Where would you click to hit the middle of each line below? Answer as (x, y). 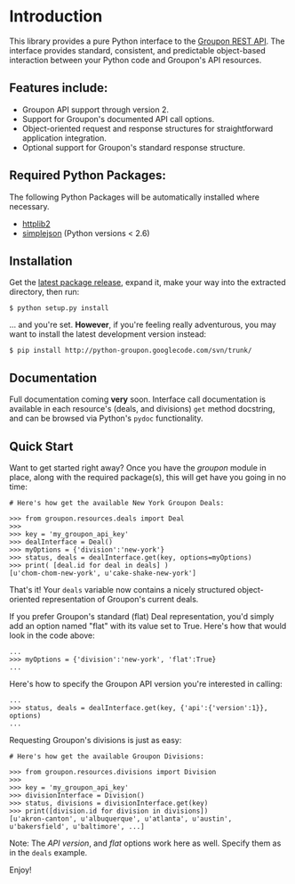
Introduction (56, 16)
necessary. (30, 206)
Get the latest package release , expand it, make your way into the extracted (147, 282)
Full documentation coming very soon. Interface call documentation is (138, 399)
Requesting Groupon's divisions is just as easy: (96, 740)
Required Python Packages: (88, 176)
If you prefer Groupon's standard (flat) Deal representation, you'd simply (142, 616)
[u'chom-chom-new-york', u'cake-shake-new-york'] (103, 573)
